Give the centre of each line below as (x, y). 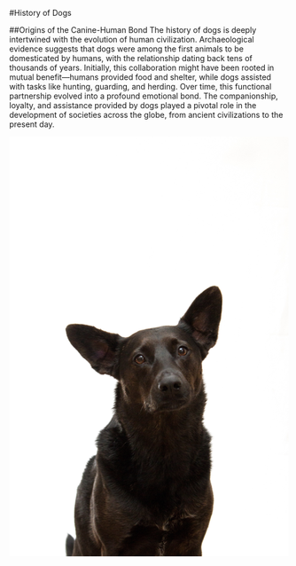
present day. (32, 124)
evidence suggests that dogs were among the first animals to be (126, 49)
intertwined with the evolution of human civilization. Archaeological (132, 39)
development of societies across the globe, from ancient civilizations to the (146, 115)
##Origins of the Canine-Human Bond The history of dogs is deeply (133, 30)
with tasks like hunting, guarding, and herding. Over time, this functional (140, 86)
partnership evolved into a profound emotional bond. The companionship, (144, 96)
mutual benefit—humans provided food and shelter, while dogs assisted (140, 77)
